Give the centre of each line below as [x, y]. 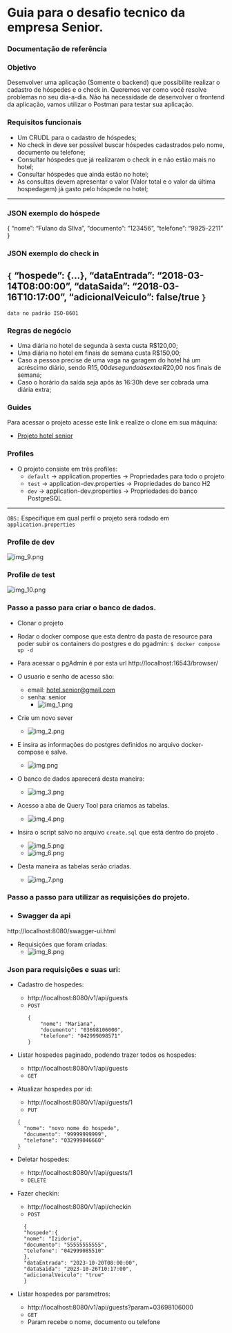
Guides [20, 407]
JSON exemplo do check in [53, 253]
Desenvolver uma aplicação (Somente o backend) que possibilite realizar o [114, 82]
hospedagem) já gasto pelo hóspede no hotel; [83, 188]
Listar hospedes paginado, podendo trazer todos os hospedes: [107, 1055]
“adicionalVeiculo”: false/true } [137, 297]
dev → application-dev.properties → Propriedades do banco [113, 491]
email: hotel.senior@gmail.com [71, 690]
